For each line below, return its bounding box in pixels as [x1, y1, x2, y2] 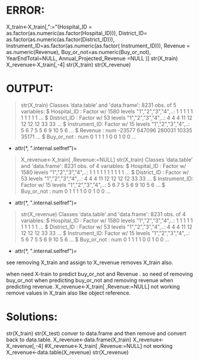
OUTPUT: [6, 82, 53, 96]
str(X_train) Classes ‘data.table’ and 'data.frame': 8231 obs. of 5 [20, 102, 177, 109]
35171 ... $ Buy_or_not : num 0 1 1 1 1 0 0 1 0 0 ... [20, 133, 137, 140]
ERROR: [6, 4, 45, 17]
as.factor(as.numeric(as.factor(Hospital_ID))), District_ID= [6, 29, 147, 36]
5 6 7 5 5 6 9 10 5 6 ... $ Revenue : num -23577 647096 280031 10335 [20, 126, 192, 134]
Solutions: [6, 310, 58, 324]
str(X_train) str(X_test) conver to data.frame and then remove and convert [6, 330, 187, 337]
